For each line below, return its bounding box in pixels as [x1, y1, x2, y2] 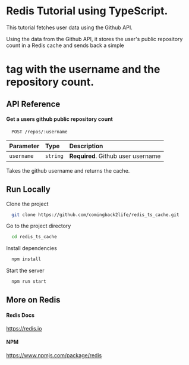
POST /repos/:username [11, 129, 68, 135]
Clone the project [6, 200, 49, 207]
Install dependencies [6, 245, 58, 252]
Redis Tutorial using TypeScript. [6, 4, 168, 18]
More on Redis [6, 295, 61, 305]
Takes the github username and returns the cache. [6, 167, 130, 174]
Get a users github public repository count [6, 116, 113, 123]
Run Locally [6, 185, 51, 195]
